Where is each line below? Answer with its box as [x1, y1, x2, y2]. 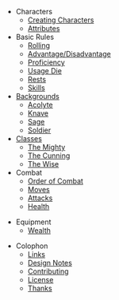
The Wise [27, 160, 59, 168]
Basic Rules [15, 32, 54, 41]
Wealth [27, 226, 52, 235]
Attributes [27, 24, 60, 33]
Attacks [27, 193, 53, 203]
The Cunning [27, 151, 71, 160]
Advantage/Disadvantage [27, 49, 111, 58]
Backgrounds [15, 92, 59, 101]
